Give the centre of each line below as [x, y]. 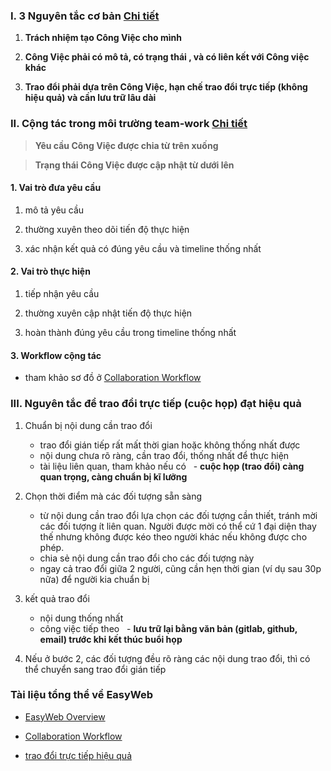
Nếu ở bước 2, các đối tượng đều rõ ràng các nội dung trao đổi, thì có [167, 658]
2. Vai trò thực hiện [50, 271]
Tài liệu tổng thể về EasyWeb [82, 695]
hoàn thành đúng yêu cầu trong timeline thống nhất [130, 332]
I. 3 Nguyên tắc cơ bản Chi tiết [85, 16]
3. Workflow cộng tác [56, 355]
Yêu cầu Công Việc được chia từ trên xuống [126, 145]
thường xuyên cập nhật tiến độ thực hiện [108, 313]
